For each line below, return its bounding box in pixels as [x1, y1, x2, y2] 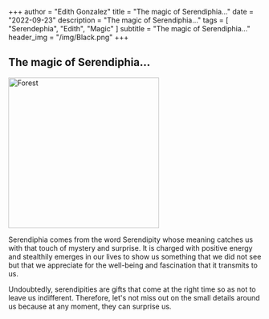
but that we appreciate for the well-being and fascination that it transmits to [8, 260, 259, 270]
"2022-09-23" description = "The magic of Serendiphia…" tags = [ [8, 15, 229, 25]
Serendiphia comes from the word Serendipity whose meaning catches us [8, 235, 254, 244]
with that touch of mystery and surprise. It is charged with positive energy [8, 243, 253, 252]
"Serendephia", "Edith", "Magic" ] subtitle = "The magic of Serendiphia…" [8, 24, 251, 33]
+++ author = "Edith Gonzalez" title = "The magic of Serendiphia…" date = [8, 7, 255, 16]
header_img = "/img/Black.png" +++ [8, 32, 129, 42]
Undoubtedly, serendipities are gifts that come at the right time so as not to [8, 284, 257, 294]
